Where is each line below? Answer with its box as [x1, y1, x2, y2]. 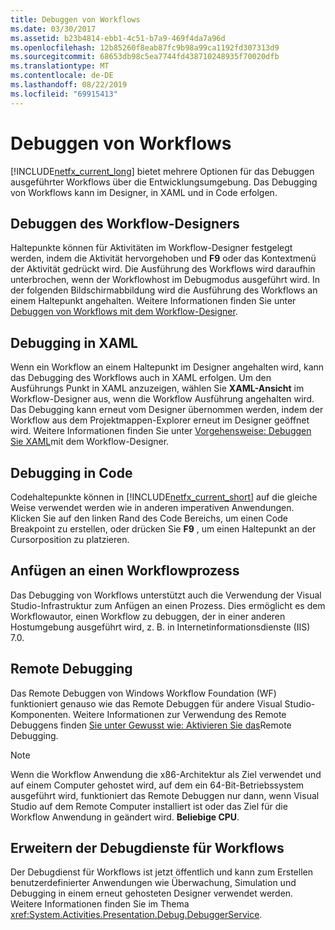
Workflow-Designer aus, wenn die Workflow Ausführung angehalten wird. [10, 393, 315, 405]
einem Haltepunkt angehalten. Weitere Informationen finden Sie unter [10, 295, 297, 307]
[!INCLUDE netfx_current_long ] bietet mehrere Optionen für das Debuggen [10, 165, 315, 177]
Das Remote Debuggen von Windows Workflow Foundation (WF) [10, 687, 277, 699]
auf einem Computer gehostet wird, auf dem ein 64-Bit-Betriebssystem [10, 779, 305, 791]
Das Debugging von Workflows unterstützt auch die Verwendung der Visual [10, 589, 322, 601]
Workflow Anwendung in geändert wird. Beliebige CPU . [10, 811, 240, 823]
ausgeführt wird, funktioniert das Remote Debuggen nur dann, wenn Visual [10, 789, 320, 801]
